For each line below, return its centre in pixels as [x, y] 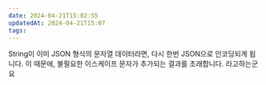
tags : [17, 30]
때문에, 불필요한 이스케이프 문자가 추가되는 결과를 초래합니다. [129, 64]
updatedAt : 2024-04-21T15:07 [57, 23]
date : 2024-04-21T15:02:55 [53, 15]
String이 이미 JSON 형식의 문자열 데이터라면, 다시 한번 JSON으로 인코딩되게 [128, 54]
